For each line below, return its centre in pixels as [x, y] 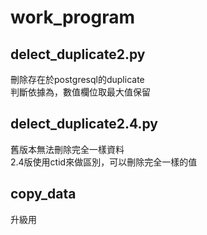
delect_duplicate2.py [78, 54]
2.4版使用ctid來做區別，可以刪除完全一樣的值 [104, 162]
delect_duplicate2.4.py [84, 124]
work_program [73, 17]
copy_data [43, 194]
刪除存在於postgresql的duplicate [77, 79]
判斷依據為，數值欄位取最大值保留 [80, 92]
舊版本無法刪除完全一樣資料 [67, 149]
